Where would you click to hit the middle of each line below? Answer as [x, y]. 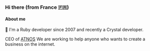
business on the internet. [30, 44]
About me [15, 19]
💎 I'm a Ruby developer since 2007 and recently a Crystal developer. [74, 30]
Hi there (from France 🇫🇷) [37, 7]
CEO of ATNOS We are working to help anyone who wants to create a [75, 39]
